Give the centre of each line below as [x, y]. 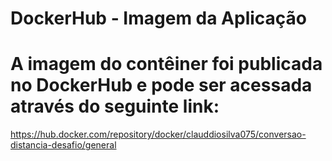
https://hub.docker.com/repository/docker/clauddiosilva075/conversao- [158, 134]
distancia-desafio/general [63, 145]
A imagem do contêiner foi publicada [166, 64]
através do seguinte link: [115, 106]
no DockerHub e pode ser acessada [161, 85]
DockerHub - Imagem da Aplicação [159, 18]
